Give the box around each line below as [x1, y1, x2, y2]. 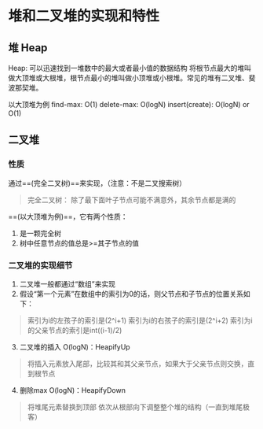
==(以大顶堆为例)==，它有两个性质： [8, 212, 128, 221]
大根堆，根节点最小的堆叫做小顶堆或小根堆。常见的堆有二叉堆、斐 [42, 73, 256, 83]
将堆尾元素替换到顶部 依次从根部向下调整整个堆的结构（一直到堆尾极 [27, 402, 250, 412]
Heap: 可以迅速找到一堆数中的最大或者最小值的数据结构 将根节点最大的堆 [8, 64, 245, 72]
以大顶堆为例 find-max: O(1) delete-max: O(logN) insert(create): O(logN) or [8, 100, 250, 109]
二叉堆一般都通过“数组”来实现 [19, 279, 116, 288]
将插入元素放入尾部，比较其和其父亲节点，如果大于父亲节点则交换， [27, 359, 248, 368]
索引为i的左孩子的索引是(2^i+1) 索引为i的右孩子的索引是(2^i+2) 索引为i [27, 316, 253, 325]
